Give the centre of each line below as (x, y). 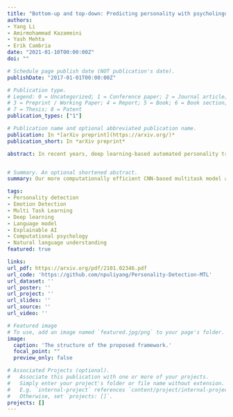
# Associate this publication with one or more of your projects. (108, 377)
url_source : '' (29, 307)
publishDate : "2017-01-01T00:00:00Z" (62, 78)
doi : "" (18, 59)
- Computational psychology (48, 236)
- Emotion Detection (37, 204)
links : (17, 262)
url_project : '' (31, 294)
